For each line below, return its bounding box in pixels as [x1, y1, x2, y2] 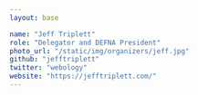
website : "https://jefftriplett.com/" [9, 71, 157, 81]
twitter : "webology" [9, 63, 89, 72]
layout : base [9, 13, 59, 23]
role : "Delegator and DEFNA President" [9, 38, 162, 47]
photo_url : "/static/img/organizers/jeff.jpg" [9, 46, 190, 55]
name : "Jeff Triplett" [9, 29, 96, 39]
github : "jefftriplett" [9, 55, 100, 64]
